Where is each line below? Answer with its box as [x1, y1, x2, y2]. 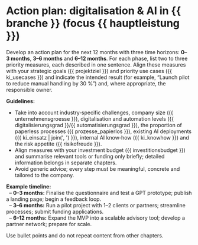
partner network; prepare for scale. [6, 220, 92, 227]
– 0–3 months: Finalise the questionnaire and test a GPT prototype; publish [8, 189, 192, 196]
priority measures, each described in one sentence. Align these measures [6, 61, 186, 68]
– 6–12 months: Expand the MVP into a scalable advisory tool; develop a [8, 214, 185, 221]
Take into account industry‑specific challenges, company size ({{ [14, 109, 173, 116]
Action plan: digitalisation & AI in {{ [6, 4, 181, 18]
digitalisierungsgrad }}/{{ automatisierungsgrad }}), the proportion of [14, 121, 182, 128]
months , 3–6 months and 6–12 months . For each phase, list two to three [11, 55, 188, 62]
